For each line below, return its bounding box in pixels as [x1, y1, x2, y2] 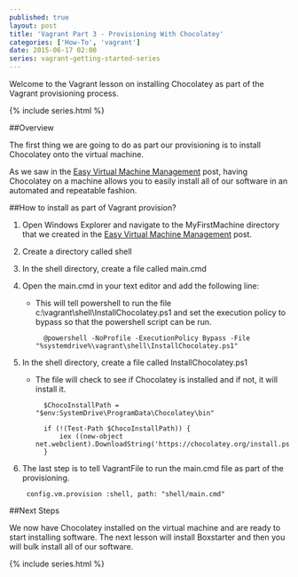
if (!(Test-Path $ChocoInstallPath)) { [43, 424, 191, 433]
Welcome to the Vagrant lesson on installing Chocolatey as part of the [9, 79, 264, 89]
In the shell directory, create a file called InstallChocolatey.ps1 [21, 357, 248, 368]
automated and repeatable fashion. [9, 186, 137, 195]
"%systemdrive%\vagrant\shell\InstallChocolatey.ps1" [35, 342, 239, 351]
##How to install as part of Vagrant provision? [9, 202, 176, 213]
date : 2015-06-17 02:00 [9, 46, 98, 55]
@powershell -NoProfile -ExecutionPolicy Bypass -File [43, 334, 251, 343]
